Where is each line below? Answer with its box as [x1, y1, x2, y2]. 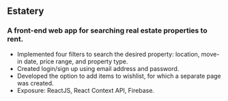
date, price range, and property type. [23, 57, 128, 66]
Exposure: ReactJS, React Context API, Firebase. [16, 86, 155, 94]
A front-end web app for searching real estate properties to [7, 26, 208, 35]
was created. [16, 78, 54, 87]
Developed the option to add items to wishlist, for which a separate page [16, 72, 222, 80]
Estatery [7, 5, 44, 17]
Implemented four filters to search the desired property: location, [16, 50, 200, 58]
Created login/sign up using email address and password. [16, 64, 180, 72]
